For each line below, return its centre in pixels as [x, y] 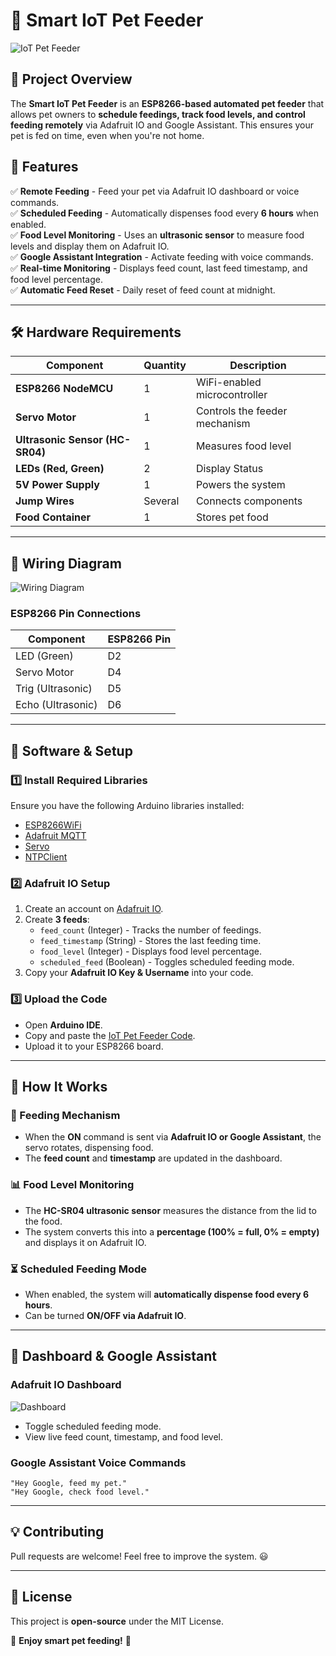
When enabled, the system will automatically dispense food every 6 [167, 1295]
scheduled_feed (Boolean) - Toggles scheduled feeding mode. [167, 962]
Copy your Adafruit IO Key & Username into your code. [139, 973]
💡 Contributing [57, 1532]
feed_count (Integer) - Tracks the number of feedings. [150, 930]
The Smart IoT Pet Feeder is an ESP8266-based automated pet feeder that [167, 103]
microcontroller [231, 395]
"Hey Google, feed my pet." [69, 1484]
